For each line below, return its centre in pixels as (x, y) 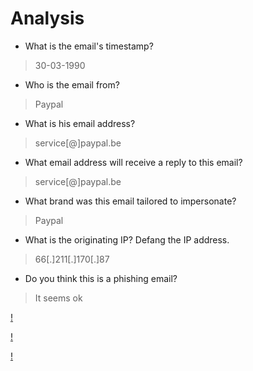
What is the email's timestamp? (89, 46)
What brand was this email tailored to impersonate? (130, 201)
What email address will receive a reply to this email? (133, 162)
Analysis (47, 18)
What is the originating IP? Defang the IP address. (127, 239)
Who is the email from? (72, 84)
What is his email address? (80, 123)
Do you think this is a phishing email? (101, 278)
